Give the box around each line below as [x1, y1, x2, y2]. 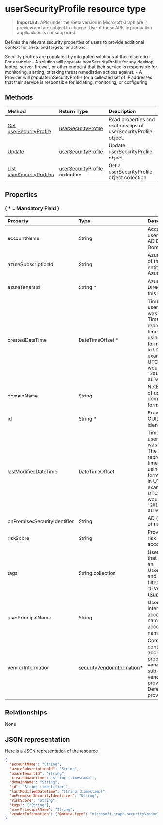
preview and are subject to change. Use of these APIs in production [16, 24, 152, 30]
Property [7, 218, 29, 224]
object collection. [108, 174, 148, 181]
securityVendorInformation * [78, 665, 143, 671]
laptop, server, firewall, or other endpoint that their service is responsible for [5, 64, 158, 70]
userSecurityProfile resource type [5, 3, 146, 15]
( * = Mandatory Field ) [5, 205, 59, 212]
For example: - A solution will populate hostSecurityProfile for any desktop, [5, 59, 155, 64]
